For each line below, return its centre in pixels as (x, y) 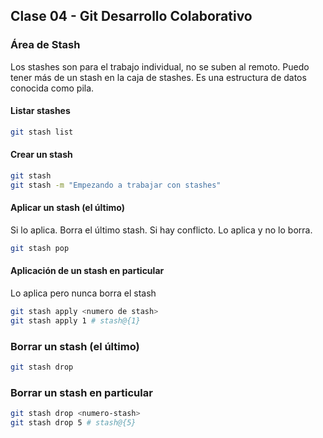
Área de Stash (45, 45)
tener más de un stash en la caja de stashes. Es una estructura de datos (158, 77)
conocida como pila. (52, 88)
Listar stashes (40, 111)
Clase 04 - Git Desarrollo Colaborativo (131, 16)
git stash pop (40, 248)
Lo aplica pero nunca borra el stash (83, 293)
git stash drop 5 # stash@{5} (73, 423)
